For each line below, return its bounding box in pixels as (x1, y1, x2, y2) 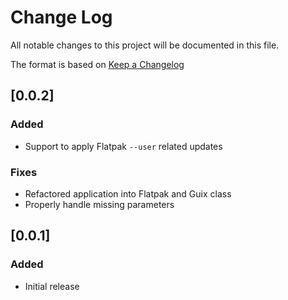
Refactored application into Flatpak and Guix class (24, 187, 232, 200)
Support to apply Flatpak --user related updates (24, 140, 223, 152)
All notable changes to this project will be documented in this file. (10, 39, 280, 51)
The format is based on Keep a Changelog (10, 58, 185, 70)
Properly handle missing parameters (24, 198, 175, 210)
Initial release (24, 280, 80, 292)
